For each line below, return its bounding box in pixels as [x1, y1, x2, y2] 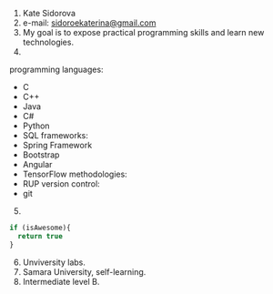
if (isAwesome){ [9, 223, 71, 232]
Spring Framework [22, 140, 93, 150]
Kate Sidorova [22, 8, 76, 18]
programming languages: [9, 64, 104, 75]
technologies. [22, 36, 75, 47]
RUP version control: [22, 178, 100, 189]
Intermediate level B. [22, 276, 100, 287]
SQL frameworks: [22, 130, 89, 140]
